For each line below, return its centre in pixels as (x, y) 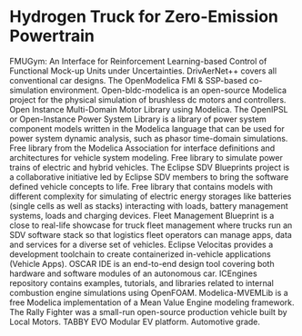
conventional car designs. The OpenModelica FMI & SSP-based (128, 80)
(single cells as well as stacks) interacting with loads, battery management (149, 205)
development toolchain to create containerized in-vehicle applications (140, 254)
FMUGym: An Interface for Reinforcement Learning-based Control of (138, 61)
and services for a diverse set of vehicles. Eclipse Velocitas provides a (141, 244)
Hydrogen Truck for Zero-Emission (144, 17)
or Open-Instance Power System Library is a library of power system (138, 119)
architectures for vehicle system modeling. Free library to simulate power (146, 157)
